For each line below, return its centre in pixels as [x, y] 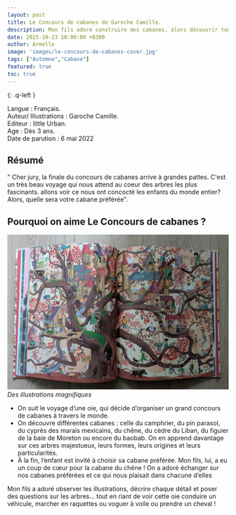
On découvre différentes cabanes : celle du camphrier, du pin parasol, [119, 423]
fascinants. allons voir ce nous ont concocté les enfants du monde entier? [114, 192]
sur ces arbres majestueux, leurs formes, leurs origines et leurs [109, 445]
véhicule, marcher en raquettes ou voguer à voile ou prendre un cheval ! [112, 503]
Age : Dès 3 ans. [31, 131]
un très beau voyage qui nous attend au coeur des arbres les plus [103, 185]
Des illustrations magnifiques [50, 394]
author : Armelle [31, 45]
